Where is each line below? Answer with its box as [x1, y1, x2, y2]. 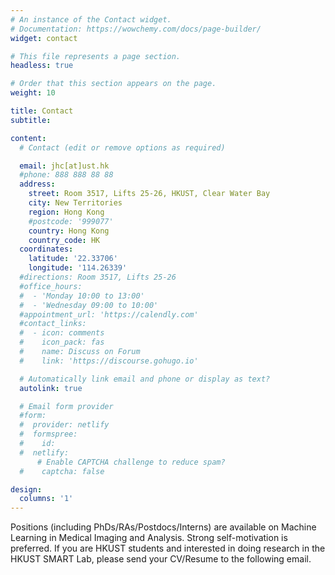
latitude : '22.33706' [28, 254, 118, 264]
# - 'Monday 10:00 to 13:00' [19, 291, 145, 301]
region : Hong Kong [28, 207, 105, 217]
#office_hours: [19, 281, 83, 291]
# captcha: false [19, 466, 105, 476]
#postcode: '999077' [28, 216, 114, 226]
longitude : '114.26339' [28, 263, 128, 273]
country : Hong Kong [28, 226, 110, 236]
